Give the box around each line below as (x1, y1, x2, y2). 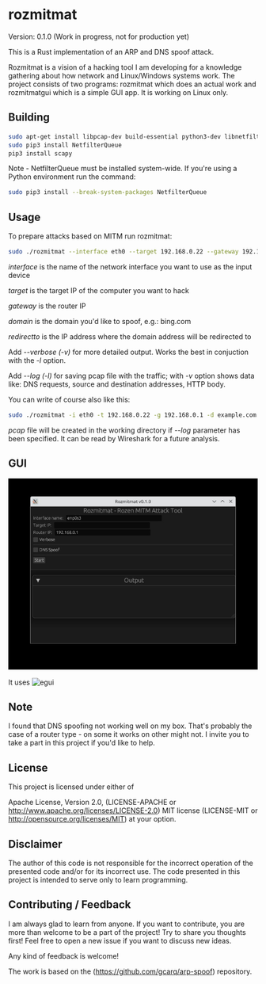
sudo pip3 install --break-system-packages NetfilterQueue (8, 189, 207, 196)
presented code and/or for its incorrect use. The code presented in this (8, 867, 241, 876)
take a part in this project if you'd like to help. (8, 738, 156, 748)
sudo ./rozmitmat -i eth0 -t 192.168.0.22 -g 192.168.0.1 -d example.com (8, 410, 257, 419)
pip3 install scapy (8, 149, 73, 158)
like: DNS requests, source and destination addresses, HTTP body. (8, 379, 226, 389)
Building (8, 111, 50, 124)
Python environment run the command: (8, 172, 136, 181)
